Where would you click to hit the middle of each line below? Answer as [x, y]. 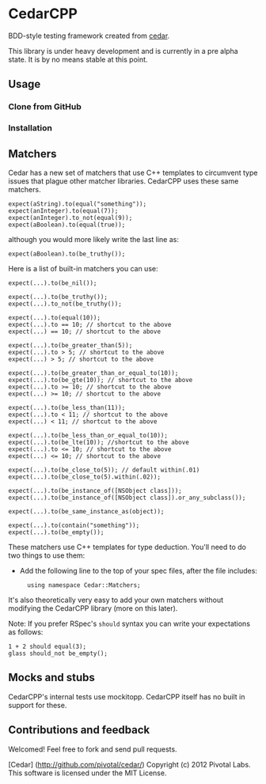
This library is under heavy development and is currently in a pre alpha [123, 51]
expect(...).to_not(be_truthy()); [65, 304]
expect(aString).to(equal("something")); [78, 204]
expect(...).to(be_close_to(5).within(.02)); [84, 477]
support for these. [38, 705]
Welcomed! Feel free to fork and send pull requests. [93, 749]
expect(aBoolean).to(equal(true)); [67, 225]
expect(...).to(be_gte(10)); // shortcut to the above [101, 380]
